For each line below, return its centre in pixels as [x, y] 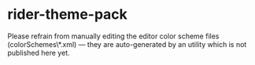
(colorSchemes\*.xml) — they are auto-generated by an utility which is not [127, 44]
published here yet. [39, 52]
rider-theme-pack [67, 14]
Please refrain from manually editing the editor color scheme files [113, 36]
